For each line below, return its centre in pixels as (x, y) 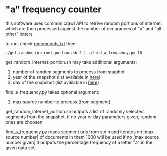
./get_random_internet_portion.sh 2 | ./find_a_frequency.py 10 (74, 53)
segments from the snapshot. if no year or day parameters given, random (81, 117)
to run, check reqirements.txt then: (41, 43)
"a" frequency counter (53, 9)
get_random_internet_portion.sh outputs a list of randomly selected (75, 111)
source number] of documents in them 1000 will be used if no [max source (82, 137)
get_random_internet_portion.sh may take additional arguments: (71, 62)
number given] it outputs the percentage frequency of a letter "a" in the (79, 142)
